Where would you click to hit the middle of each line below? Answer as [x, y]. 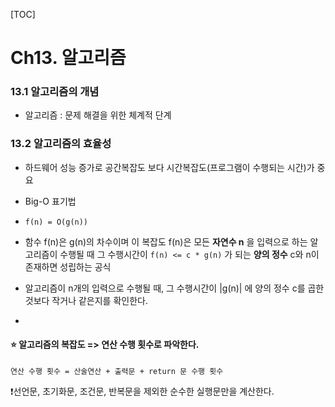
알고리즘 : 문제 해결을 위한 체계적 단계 [98, 115]
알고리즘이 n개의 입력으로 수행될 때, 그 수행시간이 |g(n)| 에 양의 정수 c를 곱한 [174, 288]
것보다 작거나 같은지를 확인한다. [86, 300]
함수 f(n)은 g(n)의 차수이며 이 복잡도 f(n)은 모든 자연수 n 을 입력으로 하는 [166, 241]
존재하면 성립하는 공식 [68, 266]
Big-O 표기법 [50, 201]
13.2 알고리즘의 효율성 [61, 144]
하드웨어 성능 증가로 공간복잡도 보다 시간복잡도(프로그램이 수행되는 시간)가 [169, 167]
